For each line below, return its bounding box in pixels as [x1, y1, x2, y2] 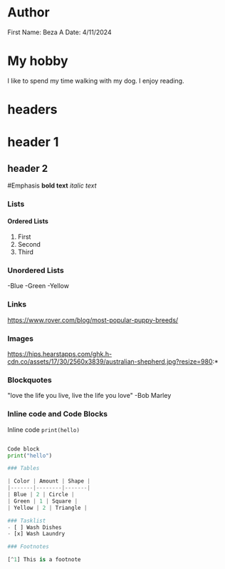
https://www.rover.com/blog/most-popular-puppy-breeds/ [7, 315, 179, 324]
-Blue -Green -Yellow [7, 282, 70, 290]
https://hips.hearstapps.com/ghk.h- [7, 350, 112, 359]
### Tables [7, 465, 40, 472]
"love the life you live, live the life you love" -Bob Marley [7, 391, 172, 400]
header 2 [7, 162, 48, 175]
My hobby [7, 53, 69, 69]
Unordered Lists [7, 265, 64, 275]
